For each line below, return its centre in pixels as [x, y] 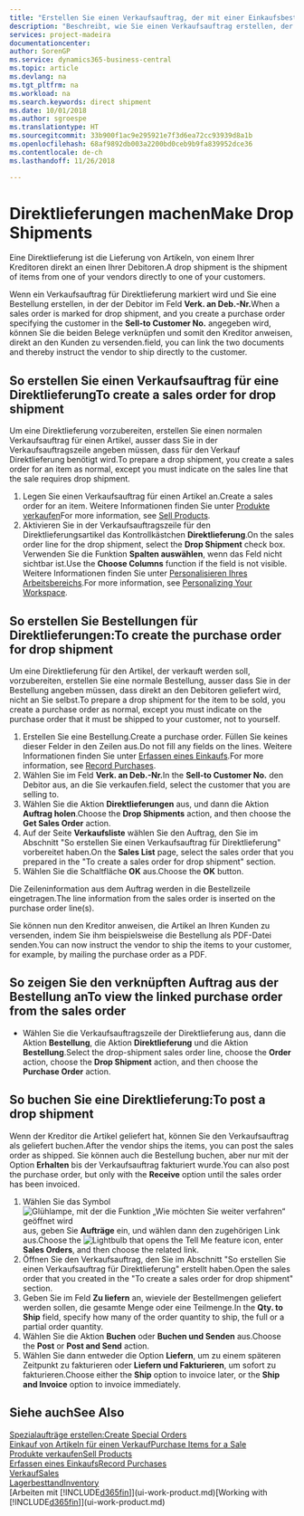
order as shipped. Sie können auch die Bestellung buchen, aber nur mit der [149, 1155]
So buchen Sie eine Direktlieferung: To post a [138, 1100]
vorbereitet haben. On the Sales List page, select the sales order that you [158, 853]
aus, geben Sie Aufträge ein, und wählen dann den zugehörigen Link [151, 1230]
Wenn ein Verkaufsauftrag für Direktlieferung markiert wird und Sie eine [143, 294]
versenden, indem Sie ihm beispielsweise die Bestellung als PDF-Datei [140, 935]
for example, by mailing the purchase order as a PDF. [108, 955]
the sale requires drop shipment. [70, 479]
